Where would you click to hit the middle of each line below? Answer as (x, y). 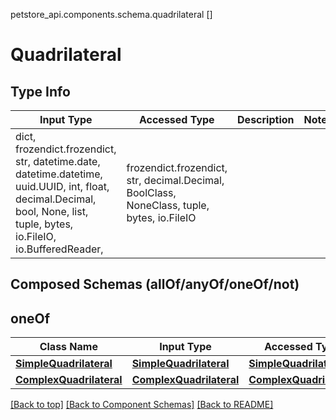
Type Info (40, 91)
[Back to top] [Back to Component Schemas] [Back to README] (142, 405)
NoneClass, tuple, (168, 205)
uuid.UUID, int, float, (62, 186)
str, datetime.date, (58, 161)
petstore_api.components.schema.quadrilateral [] (111, 14)
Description (266, 119)
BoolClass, (151, 192)
